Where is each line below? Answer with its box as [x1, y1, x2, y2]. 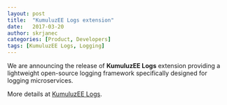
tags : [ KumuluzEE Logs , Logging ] [7, 42, 105, 49]
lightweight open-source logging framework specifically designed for [7, 69, 208, 77]
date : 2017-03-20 [7, 23, 64, 30]
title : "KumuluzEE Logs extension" [7, 17, 114, 24]
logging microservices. [7, 76, 74, 84]
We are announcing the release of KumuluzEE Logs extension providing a [7, 62, 221, 70]
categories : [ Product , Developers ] [7, 36, 111, 43]
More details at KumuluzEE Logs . [7, 90, 103, 98]
